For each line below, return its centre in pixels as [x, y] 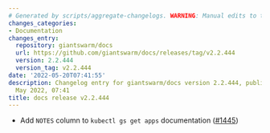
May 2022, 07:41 [43, 90]
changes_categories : [43, 23]
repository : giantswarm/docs [64, 46]
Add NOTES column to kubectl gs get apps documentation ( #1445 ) [129, 120]
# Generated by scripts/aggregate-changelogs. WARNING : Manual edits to [133, 16]
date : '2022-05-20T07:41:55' [57, 75]
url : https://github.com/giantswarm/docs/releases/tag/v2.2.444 [125, 53]
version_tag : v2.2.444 [53, 68]
